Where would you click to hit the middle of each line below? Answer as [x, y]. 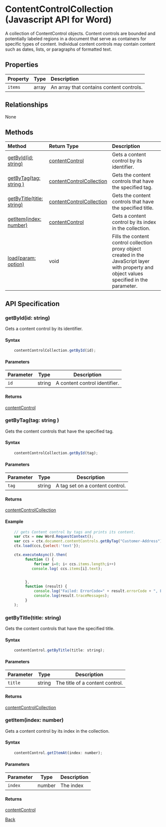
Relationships [27, 105]
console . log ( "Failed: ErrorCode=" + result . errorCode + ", [96, 591]
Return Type [64, 146]
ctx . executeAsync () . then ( [41, 555]
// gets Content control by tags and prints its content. [75, 532]
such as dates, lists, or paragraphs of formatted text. [59, 49]
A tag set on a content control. [91, 486]
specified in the [130, 280]
